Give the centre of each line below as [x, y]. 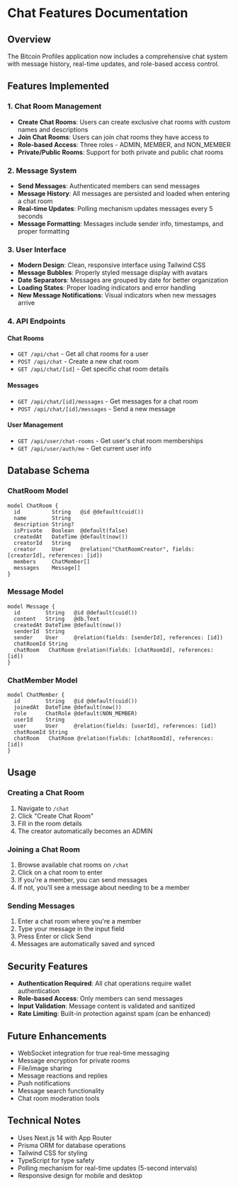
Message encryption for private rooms [74, 1061]
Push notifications [44, 1083]
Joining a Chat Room [44, 849]
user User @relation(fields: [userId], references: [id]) [115, 726]
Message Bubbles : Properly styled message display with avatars [112, 273]
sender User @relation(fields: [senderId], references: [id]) [118, 637]
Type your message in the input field [71, 929]
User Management [35, 425]
